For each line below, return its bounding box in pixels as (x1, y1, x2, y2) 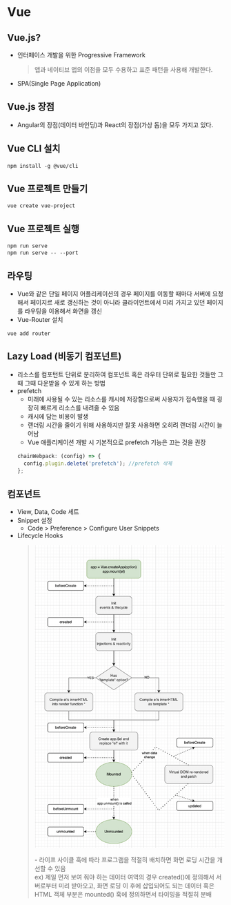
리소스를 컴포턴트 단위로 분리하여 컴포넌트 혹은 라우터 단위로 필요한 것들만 (17, 370, 217, 379)
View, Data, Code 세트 (17, 508, 79, 516)
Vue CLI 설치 (7, 143, 61, 155)
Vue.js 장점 (7, 101, 55, 113)
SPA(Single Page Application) (17, 79, 101, 87)
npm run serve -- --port (7, 249, 79, 256)
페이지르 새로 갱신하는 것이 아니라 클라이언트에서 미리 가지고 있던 (30, 298, 205, 307)
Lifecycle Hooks (17, 531, 63, 540)
